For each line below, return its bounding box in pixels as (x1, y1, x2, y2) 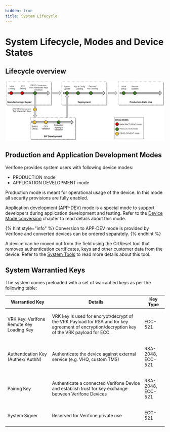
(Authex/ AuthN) (7, 356, 42, 362)
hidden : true (5, 8, 33, 13)
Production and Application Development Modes (5, 151, 162, 159)
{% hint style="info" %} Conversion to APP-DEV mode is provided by (5, 225, 149, 231)
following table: (5, 285, 37, 291)
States (5, 47, 33, 58)
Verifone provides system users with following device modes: (5, 164, 134, 170)
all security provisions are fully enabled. (5, 194, 89, 201)
